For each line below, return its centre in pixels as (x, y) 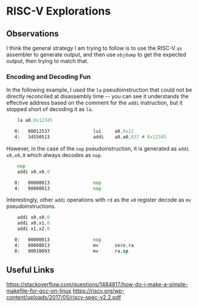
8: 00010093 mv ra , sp (71, 251)
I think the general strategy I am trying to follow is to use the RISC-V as (94, 48)
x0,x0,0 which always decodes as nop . (54, 155)
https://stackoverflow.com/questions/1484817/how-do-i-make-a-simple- (97, 285)
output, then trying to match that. (48, 61)
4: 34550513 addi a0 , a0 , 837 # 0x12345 (90, 137)
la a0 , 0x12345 (35, 120)
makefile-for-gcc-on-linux (39, 291)
